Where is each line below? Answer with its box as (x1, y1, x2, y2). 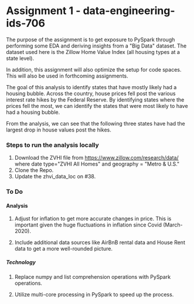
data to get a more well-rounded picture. (14, 245, 113, 252)
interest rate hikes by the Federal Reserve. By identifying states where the (6, 96, 185, 103)
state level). (6, 55, 35, 62)
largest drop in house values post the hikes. (6, 126, 111, 133)
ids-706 (6, 16, 46, 30)
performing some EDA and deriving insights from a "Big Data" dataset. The (6, 42, 187, 49)
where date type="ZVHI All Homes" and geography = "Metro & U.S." (14, 160, 180, 168)
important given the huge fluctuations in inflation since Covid (14, 221, 162, 228)
